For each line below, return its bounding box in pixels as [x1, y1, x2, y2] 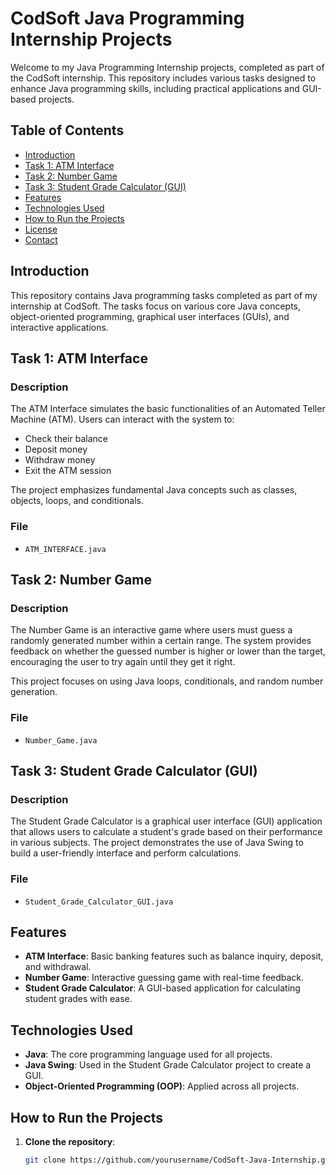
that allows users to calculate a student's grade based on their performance [10, 826, 323, 838]
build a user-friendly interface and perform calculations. [10, 847, 242, 859]
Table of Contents [10, 122, 125, 139]
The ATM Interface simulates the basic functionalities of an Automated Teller [10, 403, 326, 415]
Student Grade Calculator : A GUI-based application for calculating [24, 982, 301, 994]
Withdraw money [24, 454, 96, 466]
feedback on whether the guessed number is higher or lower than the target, [10, 645, 326, 657]
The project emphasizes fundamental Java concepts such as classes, [10, 484, 298, 496]
